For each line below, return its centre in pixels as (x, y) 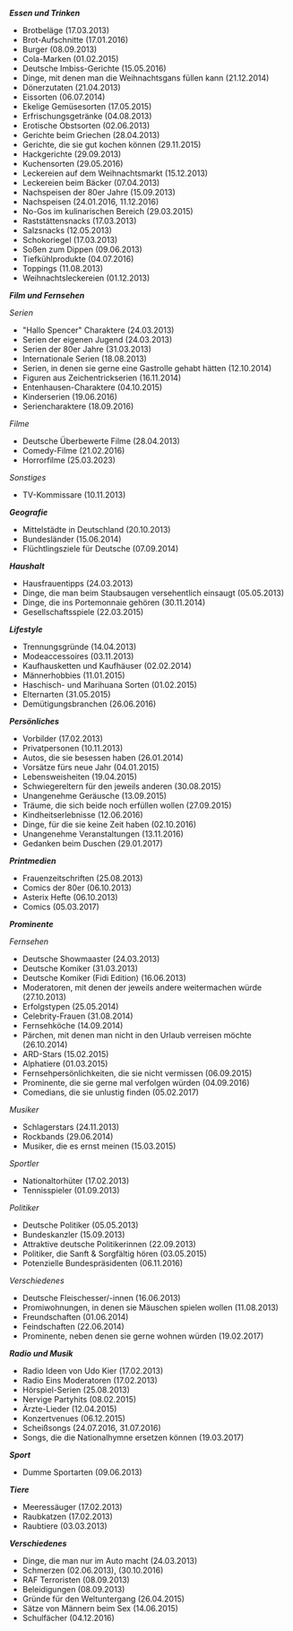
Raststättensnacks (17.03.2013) (79, 221)
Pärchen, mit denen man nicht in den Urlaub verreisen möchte (137, 1035)
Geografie (29, 512)
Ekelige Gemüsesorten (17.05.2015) (87, 106)
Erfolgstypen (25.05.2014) (70, 1006)
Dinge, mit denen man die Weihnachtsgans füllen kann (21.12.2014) (146, 78)
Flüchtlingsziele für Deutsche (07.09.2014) (100, 549)
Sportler (24, 1163)
